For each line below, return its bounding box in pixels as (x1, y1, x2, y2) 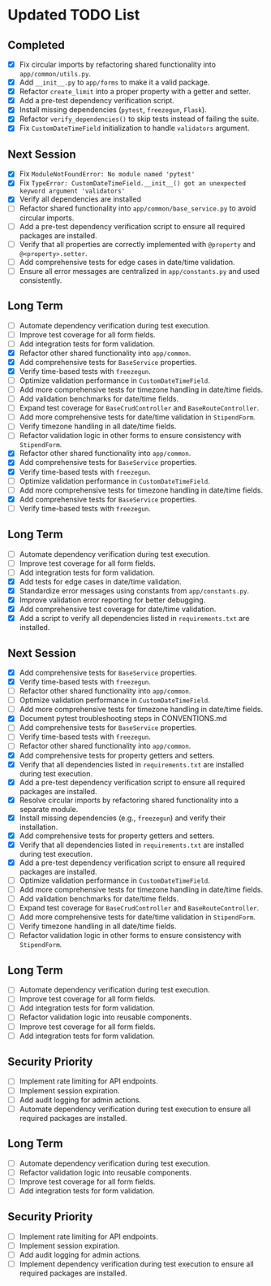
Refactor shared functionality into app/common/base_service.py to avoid (19, 203, 256, 213)
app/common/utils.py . (19, 69, 91, 79)
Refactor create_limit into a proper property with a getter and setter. (19, 87, 251, 97)
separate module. (19, 804, 79, 814)
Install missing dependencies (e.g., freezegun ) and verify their (19, 813, 226, 823)
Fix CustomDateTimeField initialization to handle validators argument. (19, 124, 250, 133)
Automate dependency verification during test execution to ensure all (19, 1104, 251, 1114)
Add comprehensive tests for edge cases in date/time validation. (19, 257, 236, 267)
